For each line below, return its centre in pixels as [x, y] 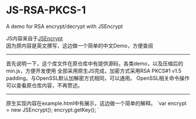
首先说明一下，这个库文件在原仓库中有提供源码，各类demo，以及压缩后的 [95, 63]
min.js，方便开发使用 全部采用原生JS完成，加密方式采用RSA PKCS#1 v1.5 [94, 71]
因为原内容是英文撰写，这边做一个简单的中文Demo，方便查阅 [80, 45]
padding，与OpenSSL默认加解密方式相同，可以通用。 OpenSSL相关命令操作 [98, 78]
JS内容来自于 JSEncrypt [34, 38]
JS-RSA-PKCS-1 [46, 10]
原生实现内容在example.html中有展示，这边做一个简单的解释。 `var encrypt [96, 103]
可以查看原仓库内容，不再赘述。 [44, 85]
